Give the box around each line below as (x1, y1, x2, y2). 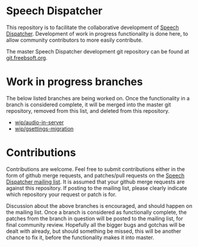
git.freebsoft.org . (6, 54, 47, 61)
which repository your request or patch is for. (6, 191, 117, 198)
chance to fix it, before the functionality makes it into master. (6, 233, 154, 241)
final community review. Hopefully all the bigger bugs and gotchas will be (6, 221, 186, 228)
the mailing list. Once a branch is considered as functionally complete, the (6, 208, 187, 216)
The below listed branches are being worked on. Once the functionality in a (6, 94, 190, 102)
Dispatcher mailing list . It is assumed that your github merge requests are (6, 178, 185, 185)
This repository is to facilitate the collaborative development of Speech (6, 24, 179, 31)
